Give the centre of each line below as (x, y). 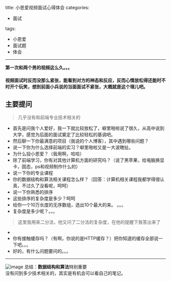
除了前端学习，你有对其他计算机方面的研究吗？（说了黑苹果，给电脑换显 (88, 160)
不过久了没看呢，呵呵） (46, 186)
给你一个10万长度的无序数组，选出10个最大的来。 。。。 (69, 205)
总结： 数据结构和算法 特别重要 (56, 267)
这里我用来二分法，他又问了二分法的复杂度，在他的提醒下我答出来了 (89, 222)
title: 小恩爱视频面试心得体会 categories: (47, 7)
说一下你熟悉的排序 (33, 192)
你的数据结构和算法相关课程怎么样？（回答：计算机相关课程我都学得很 (86, 179)
